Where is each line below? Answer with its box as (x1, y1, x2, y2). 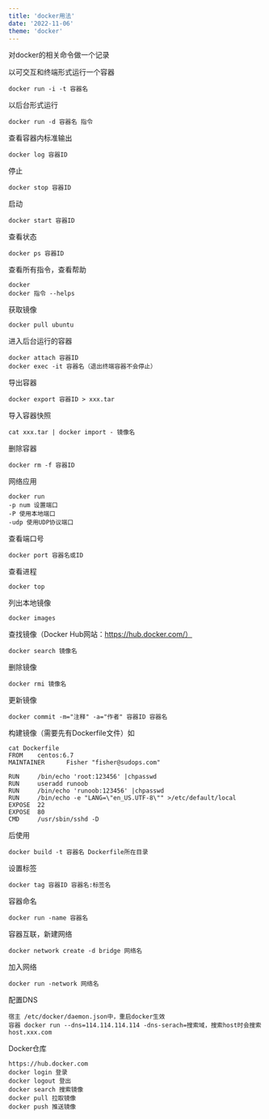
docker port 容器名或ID (8, 552, 83, 560)
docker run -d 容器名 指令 (8, 118, 93, 126)
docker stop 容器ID (8, 184, 72, 192)
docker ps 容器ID (8, 250, 65, 258)
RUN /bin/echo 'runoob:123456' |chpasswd (8, 787, 164, 795)
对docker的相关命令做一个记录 (8, 50, 110, 60)
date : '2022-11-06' (8, 19, 74, 28)
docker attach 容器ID (8, 354, 79, 362)
